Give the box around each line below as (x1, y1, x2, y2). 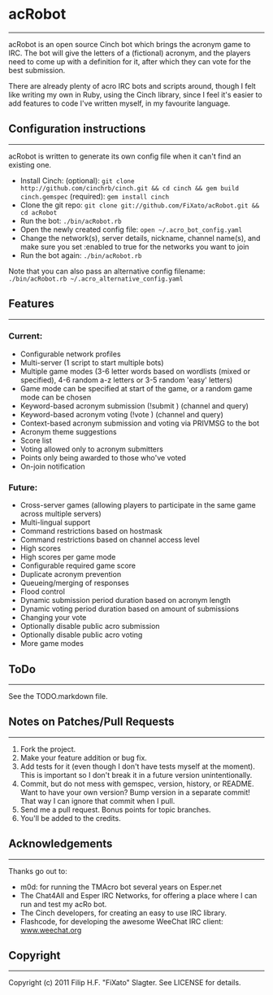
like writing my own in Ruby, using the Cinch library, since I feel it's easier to (8, 89, 262, 99)
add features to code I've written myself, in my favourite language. (8, 98, 231, 108)
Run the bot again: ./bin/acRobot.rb (19, 250, 142, 260)
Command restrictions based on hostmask (19, 526, 162, 536)
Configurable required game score (19, 561, 136, 570)
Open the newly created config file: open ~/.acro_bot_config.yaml (19, 225, 242, 234)
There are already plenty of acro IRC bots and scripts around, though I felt (8, 81, 256, 90)
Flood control (19, 587, 65, 596)
